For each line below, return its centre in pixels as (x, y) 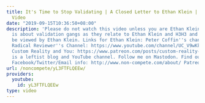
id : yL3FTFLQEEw (38, 85)
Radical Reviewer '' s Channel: (50, 46)
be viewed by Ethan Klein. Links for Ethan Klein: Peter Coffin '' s (99, 40)
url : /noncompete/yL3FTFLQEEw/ (46, 68)
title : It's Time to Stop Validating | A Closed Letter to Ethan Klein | (102, 12)
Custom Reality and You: (43, 51)
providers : (20, 74)
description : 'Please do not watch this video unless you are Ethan (95, 29)
